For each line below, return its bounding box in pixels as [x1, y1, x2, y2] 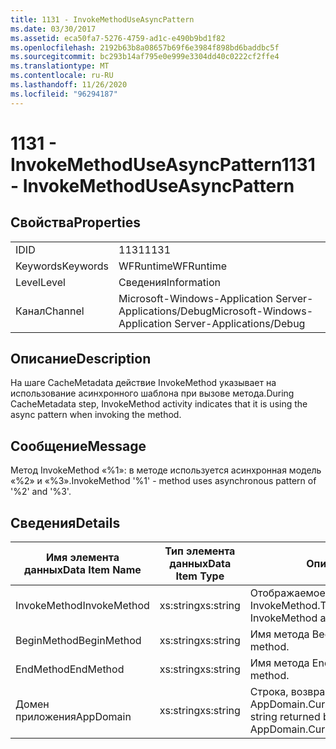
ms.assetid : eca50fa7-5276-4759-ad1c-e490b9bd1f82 [10, 33, 226, 43]
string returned [249, 710, 321, 724]
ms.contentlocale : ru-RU [10, 71, 114, 81]
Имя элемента [45, 551, 120, 565]
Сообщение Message [10, 437, 147, 455]
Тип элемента [164, 544, 236, 558]
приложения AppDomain [15, 710, 132, 724]
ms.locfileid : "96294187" [10, 89, 118, 99]
